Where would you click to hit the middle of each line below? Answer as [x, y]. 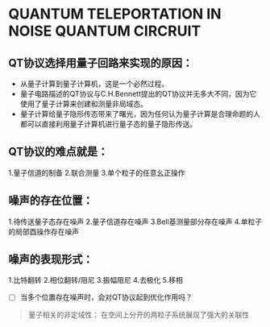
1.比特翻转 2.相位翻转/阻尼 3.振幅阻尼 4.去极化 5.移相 [96, 280]
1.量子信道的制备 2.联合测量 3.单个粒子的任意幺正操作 [97, 172]
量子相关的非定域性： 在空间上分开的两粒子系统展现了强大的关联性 [139, 314]
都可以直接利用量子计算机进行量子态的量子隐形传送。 [108, 124]
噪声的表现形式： [51, 260]
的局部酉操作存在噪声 [44, 231]
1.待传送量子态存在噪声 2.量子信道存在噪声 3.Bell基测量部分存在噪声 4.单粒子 [135, 221]
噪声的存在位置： [51, 201]
